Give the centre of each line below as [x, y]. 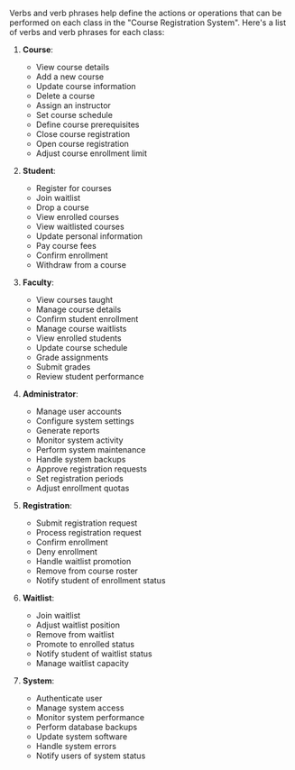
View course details [73, 67]
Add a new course [70, 77]
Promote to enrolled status [85, 644]
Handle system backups [81, 459]
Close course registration [83, 134]
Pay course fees [66, 246]
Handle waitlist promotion [83, 561]
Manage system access [80, 708]
